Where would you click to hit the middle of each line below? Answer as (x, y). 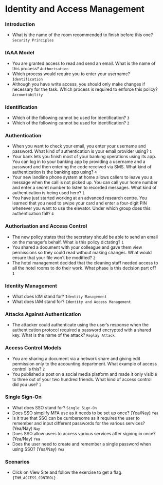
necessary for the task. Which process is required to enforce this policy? (85, 89)
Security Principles (33, 40)
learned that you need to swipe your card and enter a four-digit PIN (80, 203)
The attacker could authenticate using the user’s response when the (80, 325)
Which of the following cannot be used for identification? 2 (71, 123)
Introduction (20, 24)
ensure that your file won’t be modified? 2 (54, 258)
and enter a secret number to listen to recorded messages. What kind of (84, 188)
